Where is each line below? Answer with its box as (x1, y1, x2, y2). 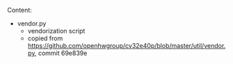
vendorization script (27, 27, 86, 35)
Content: (7, 6, 33, 14)
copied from (27, 34, 63, 42)
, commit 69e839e (34, 49, 88, 57)
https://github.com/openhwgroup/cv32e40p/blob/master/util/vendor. (27, 42, 226, 49)
